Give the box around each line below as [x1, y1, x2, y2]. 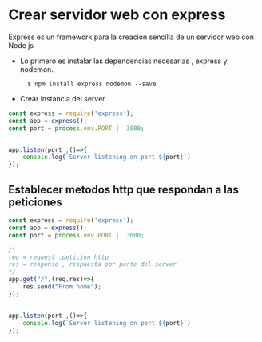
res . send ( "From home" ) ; [22, 283, 102, 291]
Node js [8, 40, 34, 50]
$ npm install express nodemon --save [27, 80, 157, 88]
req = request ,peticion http [8, 253, 109, 261]
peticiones [8, 195, 62, 209]
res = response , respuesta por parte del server [8, 260, 177, 268]
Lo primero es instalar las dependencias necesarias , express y [19, 56, 228, 66]
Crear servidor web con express [8, 6, 226, 24]
